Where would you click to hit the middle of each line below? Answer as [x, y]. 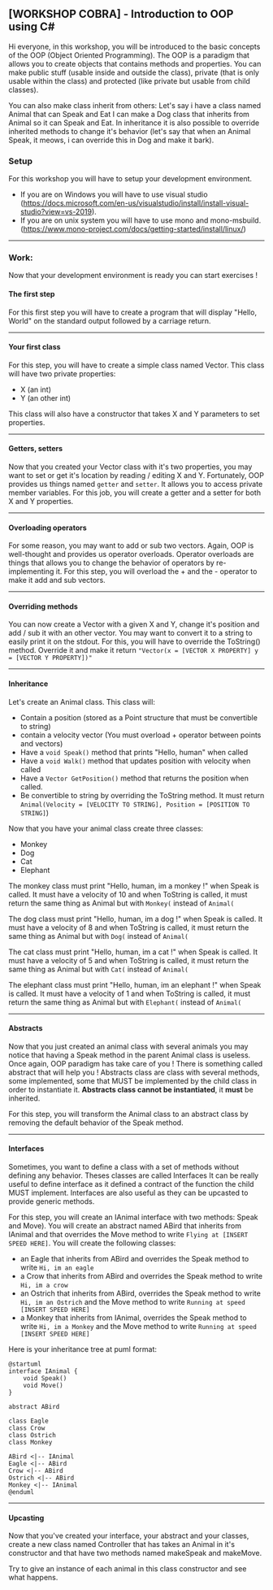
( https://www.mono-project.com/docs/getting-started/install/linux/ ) [133, 229]
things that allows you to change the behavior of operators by [112, 563]
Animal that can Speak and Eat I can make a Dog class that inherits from [129, 114]
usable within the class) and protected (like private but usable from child [129, 80]
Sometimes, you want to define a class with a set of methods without [124, 1167]
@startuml [25, 1364]
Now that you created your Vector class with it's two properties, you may [130, 467]
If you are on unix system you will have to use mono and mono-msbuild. [141, 220]
